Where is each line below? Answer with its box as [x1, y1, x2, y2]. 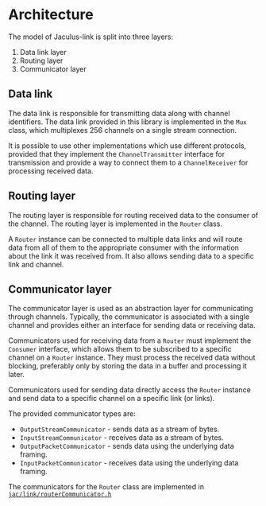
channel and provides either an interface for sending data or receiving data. [8, 321, 256, 330]
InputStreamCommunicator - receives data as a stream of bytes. [19, 433, 224, 442]
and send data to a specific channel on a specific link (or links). [8, 394, 215, 403]
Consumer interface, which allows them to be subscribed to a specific [8, 344, 232, 354]
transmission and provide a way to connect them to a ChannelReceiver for [8, 158, 249, 167]
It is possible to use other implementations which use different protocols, [8, 141, 247, 150]
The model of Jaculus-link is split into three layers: [8, 32, 174, 41]
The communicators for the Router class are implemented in [8, 482, 205, 492]
